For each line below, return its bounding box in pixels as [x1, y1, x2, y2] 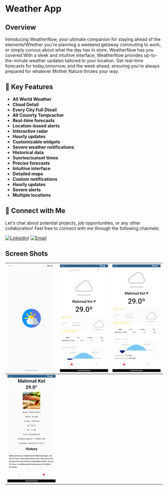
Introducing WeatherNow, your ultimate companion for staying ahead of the [5, 36, 161, 42]
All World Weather [12, 96, 51, 102]
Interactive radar [12, 128, 48, 134]
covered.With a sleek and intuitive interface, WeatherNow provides [5, 52, 143, 58]
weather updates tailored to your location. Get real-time [29, 58, 143, 63]
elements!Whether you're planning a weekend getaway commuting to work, [5, 42, 161, 48]
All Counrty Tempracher [12, 112, 64, 118]
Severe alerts [12, 187, 41, 193]
